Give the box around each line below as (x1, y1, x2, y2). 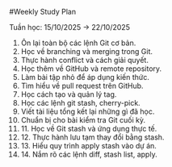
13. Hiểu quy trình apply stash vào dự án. (20, 141, 157, 150)
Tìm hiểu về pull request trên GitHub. (20, 81, 144, 90)
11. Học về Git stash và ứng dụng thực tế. (20, 124, 157, 133)
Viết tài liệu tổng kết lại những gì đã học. (20, 106, 155, 116)
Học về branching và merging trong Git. (20, 47, 153, 56)
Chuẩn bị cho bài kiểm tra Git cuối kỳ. (20, 115, 146, 124)
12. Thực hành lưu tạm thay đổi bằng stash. (20, 132, 165, 142)
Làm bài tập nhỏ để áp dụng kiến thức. (20, 73, 150, 81)
